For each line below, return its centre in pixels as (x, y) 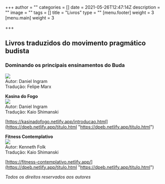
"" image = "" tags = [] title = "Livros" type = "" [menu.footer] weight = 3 (80, 12)
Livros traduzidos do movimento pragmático (76, 43)
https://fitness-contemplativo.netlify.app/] (50, 161)
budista (17, 51)
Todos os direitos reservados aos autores (48, 176)
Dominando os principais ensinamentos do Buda (65, 65)
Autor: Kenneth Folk (25, 146)
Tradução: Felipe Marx (28, 86)
